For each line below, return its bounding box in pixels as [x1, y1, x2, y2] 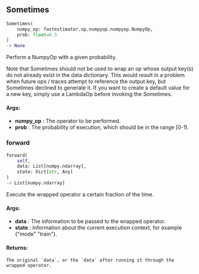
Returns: [6, 244, 29, 251]
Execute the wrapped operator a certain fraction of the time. [6, 190, 154, 198]
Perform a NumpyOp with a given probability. [6, 54, 117, 61]
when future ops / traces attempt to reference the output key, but [6, 78, 166, 85]
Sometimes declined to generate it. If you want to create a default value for [6, 84, 190, 91]
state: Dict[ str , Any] [17, 169, 73, 175]
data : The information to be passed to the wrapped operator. [14, 218, 166, 225]
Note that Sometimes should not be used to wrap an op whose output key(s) [6, 65, 194, 72]
